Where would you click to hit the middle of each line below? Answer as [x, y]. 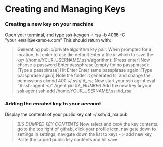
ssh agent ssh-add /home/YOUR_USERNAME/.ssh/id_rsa [74, 91]
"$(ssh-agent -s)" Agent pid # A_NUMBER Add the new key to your [84, 86]
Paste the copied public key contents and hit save [67, 139]
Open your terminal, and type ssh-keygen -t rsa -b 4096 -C [65, 35]
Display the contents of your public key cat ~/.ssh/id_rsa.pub [66, 114]
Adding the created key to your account [53, 104]
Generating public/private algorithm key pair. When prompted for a [84, 49]
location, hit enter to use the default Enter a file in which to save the [85, 55]
